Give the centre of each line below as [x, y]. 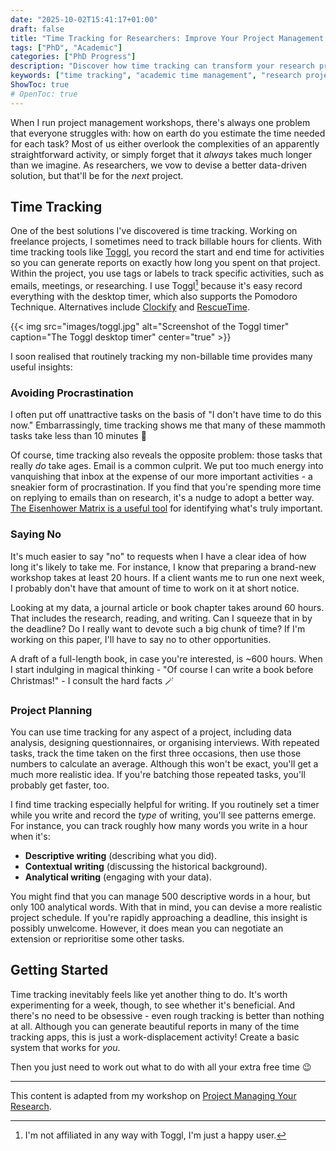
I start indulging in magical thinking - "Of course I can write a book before [162, 669]
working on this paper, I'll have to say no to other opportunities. [141, 639]
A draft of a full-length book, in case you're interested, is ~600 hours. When [166, 658]
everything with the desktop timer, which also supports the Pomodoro [154, 297]
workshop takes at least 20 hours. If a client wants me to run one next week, [167, 577]
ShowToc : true [40, 85]
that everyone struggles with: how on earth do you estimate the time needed [168, 133]
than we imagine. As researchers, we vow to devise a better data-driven [159, 165]
